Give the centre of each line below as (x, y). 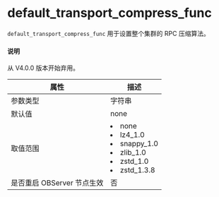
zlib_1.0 (133, 153)
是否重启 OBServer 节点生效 (57, 183)
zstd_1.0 (134, 162)
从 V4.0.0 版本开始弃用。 (43, 68)
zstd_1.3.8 (137, 170)
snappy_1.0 (139, 144)
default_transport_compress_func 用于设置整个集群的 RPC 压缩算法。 (108, 33)
